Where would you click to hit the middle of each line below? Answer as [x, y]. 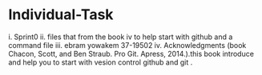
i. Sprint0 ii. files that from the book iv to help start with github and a [121, 37]
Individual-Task [61, 15]
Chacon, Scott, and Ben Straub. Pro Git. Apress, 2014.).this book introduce [131, 53]
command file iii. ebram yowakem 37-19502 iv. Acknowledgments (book [127, 45]
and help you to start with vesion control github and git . [101, 62]
